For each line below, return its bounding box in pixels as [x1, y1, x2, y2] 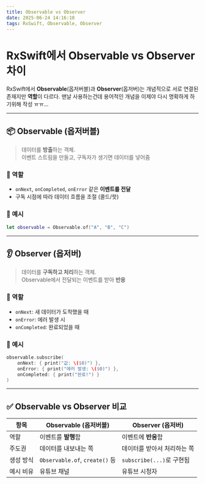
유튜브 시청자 [121, 467, 157, 476]
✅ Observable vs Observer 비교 [6, 401, 127, 412]
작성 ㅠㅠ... [22, 100, 49, 108]
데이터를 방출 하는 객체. [21, 146, 76, 154]
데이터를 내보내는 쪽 [39, 444, 94, 453]
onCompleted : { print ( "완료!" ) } [17, 371, 99, 378]
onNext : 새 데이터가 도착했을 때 [15, 308, 89, 315]
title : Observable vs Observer [6, 9, 86, 15]
